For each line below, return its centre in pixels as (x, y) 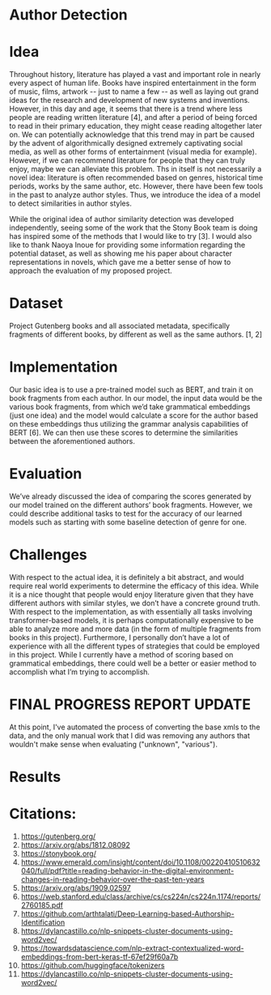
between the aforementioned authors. (72, 441)
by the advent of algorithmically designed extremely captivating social (126, 143)
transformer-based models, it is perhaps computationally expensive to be (131, 620)
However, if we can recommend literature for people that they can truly (127, 160)
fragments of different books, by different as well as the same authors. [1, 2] (135, 334)
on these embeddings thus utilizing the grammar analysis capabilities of (129, 424)
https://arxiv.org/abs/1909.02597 (76, 887)
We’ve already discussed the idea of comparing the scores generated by (130, 496)
